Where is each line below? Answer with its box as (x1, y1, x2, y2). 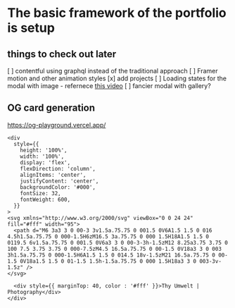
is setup (7, 20, 55, 36)
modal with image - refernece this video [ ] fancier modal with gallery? (7, 82, 211, 90)
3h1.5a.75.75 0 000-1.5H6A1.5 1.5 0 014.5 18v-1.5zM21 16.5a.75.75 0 (7, 252, 216, 259)
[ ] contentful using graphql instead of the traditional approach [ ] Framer (7, 67, 218, 75)
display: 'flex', (20, 159, 71, 166)
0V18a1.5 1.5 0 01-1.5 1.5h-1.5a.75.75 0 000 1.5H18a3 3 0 (20, 257, 197, 265)
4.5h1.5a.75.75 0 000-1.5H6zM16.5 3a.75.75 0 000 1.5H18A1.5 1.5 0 (7, 233, 210, 240)
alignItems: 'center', (20, 171, 87, 178)
